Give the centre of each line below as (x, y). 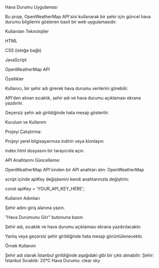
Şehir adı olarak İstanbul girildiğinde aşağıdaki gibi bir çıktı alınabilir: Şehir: (79, 255)
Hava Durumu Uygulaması (31, 7)
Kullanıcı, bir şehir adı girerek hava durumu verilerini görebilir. (67, 88)
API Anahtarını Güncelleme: (33, 160)
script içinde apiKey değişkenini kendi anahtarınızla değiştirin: (67, 179)
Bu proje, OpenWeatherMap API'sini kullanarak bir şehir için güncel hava (78, 16)
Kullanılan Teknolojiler (27, 31)
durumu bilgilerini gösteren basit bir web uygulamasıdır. (61, 22)
